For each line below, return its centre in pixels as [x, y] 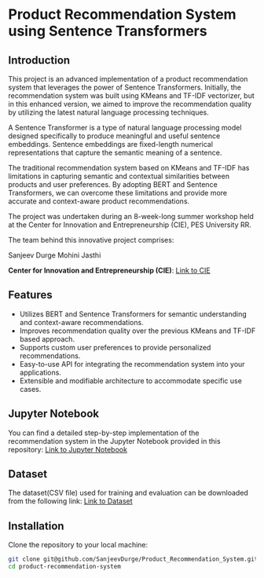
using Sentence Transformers [108, 31]
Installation [36, 526]
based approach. [47, 338]
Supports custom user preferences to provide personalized [115, 347]
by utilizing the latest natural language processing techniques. [109, 112]
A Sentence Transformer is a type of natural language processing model [125, 128]
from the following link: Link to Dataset [70, 501]
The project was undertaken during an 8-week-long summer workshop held [131, 216]
